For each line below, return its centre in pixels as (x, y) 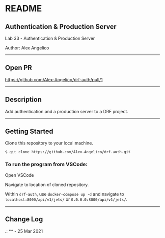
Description (23, 100)
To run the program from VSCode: (46, 165)
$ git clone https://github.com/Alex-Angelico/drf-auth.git (68, 152)
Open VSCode (20, 175)
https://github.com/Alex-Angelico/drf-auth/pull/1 (54, 79)
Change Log (24, 219)
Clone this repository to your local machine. (49, 143)
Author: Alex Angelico (27, 48)
